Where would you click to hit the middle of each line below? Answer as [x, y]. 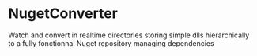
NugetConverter [63, 14]
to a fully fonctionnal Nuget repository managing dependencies [111, 43]
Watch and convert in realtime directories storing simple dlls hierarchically [129, 35]
